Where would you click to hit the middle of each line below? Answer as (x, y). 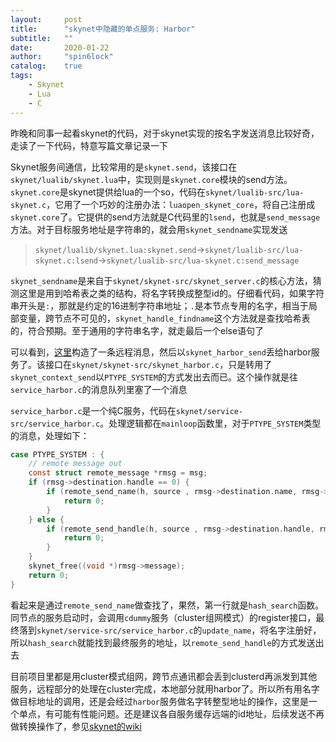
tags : (21, 76)
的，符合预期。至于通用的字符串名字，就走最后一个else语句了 (137, 330)
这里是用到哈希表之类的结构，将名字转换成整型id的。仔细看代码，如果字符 (171, 293)
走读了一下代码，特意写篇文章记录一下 (89, 145)
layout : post (46, 19)
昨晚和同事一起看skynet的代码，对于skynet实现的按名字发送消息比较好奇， (165, 133)
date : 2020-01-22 (60, 47)
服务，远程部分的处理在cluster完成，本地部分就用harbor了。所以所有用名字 (165, 688)
